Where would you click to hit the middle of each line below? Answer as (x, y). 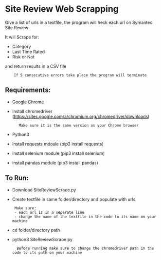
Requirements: (28, 90)
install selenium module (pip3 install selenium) (58, 153)
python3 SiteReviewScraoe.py (42, 239)
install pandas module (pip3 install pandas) (55, 163)
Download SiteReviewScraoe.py (44, 190)
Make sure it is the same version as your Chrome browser (79, 125)
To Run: (17, 178)
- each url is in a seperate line (49, 212)
